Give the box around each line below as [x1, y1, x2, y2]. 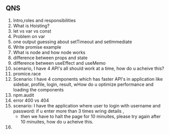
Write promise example [13, 44, 62, 50]
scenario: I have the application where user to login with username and [13, 102, 161, 108]
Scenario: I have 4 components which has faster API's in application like [13, 76, 163, 82]
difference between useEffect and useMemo [13, 60, 106, 66]
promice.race [13, 70, 41, 77]
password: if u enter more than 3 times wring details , [13, 108, 124, 114]
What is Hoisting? [13, 23, 50, 29]
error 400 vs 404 [13, 97, 49, 103]
